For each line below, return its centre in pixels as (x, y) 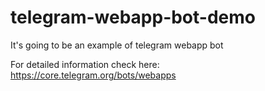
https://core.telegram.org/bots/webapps (93, 75)
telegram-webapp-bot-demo (133, 17)
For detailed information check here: (85, 64)
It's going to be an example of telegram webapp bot (117, 45)
